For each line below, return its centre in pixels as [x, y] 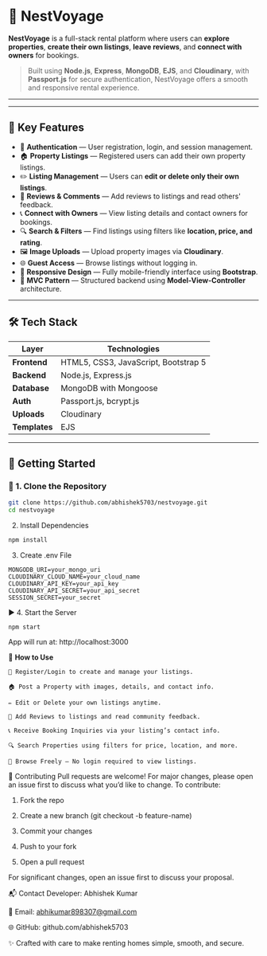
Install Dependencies [54, 525]
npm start [25, 627]
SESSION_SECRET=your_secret [55, 597]
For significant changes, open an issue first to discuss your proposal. [121, 877]
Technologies [133, 348]
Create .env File [46, 555]
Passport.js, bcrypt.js [100, 401]
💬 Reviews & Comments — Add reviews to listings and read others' [130, 196]
